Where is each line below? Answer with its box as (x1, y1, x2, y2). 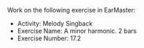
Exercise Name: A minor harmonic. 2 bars (17, 27, 137, 35)
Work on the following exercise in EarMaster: (7, 6, 136, 14)
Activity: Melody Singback (17, 19, 93, 27)
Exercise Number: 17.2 (17, 34, 81, 42)
